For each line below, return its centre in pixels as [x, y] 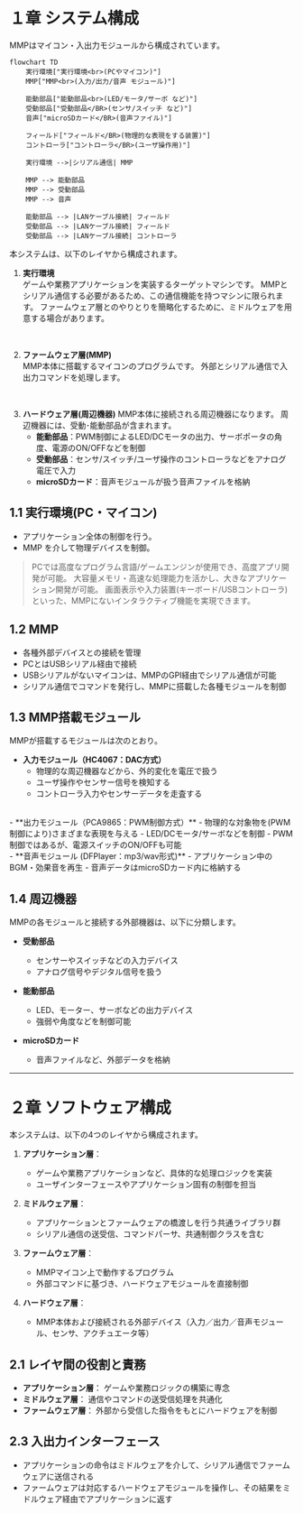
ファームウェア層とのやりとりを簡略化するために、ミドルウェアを [162, 307]
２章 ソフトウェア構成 [90, 1108]
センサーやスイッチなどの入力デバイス [107, 961]
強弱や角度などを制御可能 [83, 1021]
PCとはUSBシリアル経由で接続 [79, 663]
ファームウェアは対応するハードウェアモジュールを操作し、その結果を [152, 1487]
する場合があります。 [70, 318]
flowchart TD [34, 62]
